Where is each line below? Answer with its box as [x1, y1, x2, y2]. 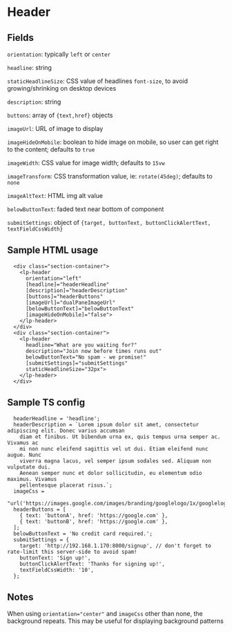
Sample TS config [7, 397, 85, 408]
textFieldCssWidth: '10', [19, 566, 95, 573]
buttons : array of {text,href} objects [7, 111, 113, 119]
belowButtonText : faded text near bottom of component [7, 205, 164, 213]
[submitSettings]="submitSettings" [25, 359, 128, 367]
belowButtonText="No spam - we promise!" [25, 354, 147, 361]
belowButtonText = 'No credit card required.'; [13, 530, 153, 537]
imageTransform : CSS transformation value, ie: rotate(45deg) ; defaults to [7, 172, 213, 180]
